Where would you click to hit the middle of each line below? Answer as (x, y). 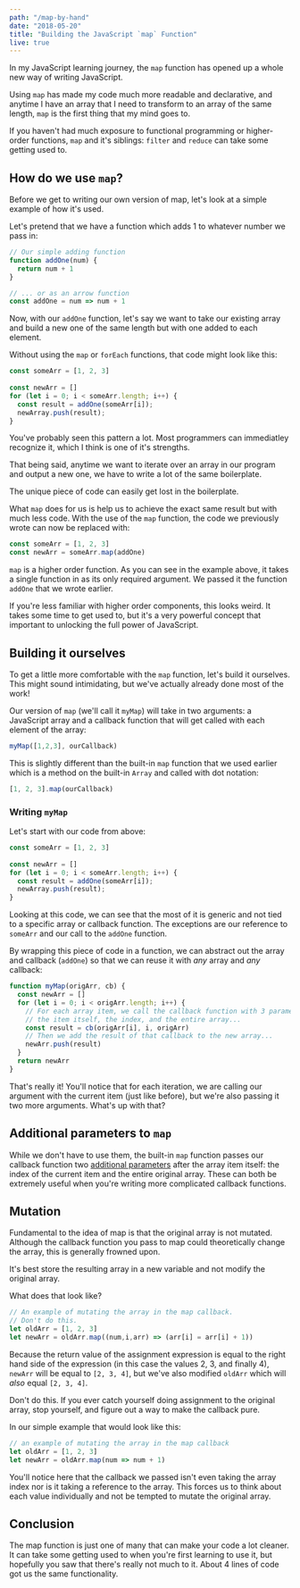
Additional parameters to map (91, 1134)
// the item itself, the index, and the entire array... (133, 1019)
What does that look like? (56, 1296)
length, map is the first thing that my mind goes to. (100, 113)
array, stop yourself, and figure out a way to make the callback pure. (135, 1409)
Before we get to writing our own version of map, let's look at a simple (138, 200)
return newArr (43, 1061)
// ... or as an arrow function (69, 293)
